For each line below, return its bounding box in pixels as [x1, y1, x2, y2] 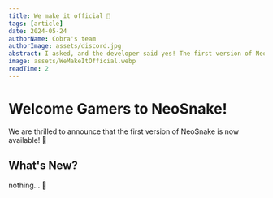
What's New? [8, 159, 79, 173]
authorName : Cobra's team [8, 34, 96, 43]
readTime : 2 [8, 65, 49, 73]
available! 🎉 [8, 135, 47, 144]
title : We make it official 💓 [8, 11, 111, 20]
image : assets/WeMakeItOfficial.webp [8, 58, 136, 66]
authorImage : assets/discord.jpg [8, 42, 122, 50]
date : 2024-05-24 [8, 27, 67, 35]
